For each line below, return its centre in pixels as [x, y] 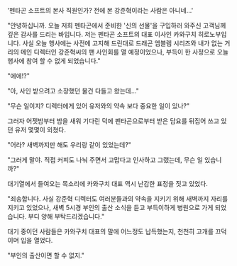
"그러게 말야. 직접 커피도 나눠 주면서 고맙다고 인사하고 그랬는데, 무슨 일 [105, 160]
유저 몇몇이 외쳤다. [40, 130]
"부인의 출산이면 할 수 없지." [46, 255]
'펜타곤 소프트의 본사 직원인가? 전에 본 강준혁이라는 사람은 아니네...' [100, 10]
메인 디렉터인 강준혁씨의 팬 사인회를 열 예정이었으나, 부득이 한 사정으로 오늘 [125, 52]
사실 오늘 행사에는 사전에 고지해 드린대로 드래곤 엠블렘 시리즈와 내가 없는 [123, 43]
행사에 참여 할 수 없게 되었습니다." [54, 61]
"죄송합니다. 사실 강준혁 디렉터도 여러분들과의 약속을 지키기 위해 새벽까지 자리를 [118, 199]
